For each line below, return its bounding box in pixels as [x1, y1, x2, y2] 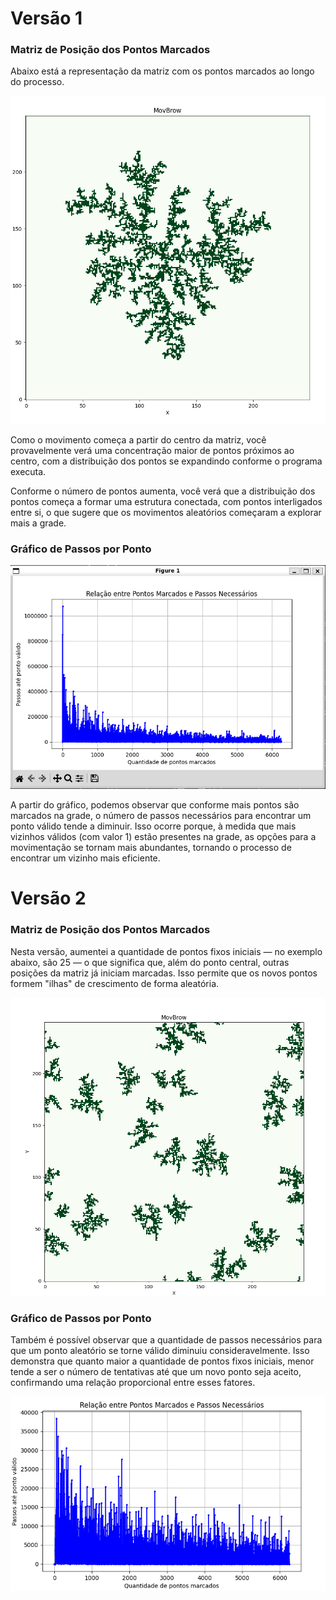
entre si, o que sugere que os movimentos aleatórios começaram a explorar [10, 507, 322, 519]
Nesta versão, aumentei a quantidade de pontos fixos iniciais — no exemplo [10, 945, 323, 957]
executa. [10, 466, 47, 478]
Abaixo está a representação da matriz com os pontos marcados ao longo [10, 65, 315, 77]
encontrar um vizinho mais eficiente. [10, 852, 161, 864]
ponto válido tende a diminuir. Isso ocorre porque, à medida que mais [10, 820, 297, 832]
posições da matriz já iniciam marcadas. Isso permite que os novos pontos [10, 967, 318, 979]
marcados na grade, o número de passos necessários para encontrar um [10, 810, 312, 822]
